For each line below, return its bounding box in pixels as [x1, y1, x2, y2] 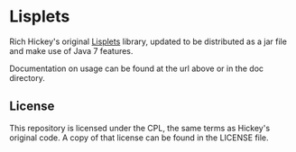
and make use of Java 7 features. [9, 45, 134, 56]
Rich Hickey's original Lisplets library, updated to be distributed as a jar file [9, 36, 287, 47]
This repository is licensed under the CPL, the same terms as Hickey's [9, 122, 271, 133]
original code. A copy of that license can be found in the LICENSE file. [9, 132, 269, 143]
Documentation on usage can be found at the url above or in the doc [9, 63, 264, 74]
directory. [9, 72, 45, 83]
